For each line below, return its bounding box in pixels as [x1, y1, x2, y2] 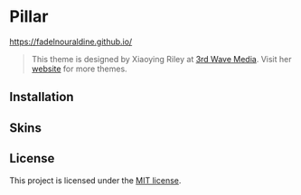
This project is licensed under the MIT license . [9, 174, 182, 186]
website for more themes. [31, 63, 128, 74]
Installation [9, 89, 74, 105]
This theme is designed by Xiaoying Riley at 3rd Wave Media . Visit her [31, 53, 292, 64]
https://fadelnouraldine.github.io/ [9, 36, 133, 47]
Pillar [9, 6, 49, 27]
